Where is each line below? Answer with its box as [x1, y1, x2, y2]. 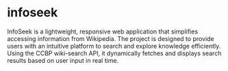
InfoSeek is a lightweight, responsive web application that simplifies [7, 27, 199, 35]
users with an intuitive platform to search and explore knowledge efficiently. [7, 42, 221, 50]
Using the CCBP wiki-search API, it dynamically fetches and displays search [7, 49, 222, 57]
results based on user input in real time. [7, 56, 119, 64]
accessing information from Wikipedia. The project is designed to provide [7, 34, 214, 42]
